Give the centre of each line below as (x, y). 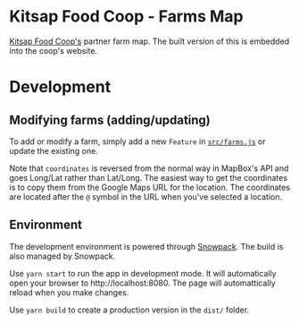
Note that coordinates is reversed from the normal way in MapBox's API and (149, 168)
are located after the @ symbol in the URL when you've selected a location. (146, 196)
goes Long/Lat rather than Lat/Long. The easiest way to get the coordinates (149, 177)
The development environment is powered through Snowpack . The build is (146, 246)
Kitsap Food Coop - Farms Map (126, 17)
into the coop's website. (54, 50)
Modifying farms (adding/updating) (110, 119)
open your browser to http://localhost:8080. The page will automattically (142, 283)
